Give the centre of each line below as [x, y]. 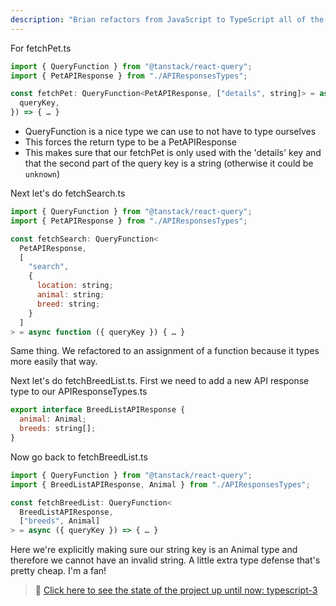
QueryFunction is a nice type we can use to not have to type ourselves [170, 131]
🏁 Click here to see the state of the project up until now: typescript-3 [176, 590]
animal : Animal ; [53, 419]
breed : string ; [68, 304]
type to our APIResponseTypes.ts [79, 392]
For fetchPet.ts [41, 48]
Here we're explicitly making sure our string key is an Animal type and [154, 550]
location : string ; [75, 286]
